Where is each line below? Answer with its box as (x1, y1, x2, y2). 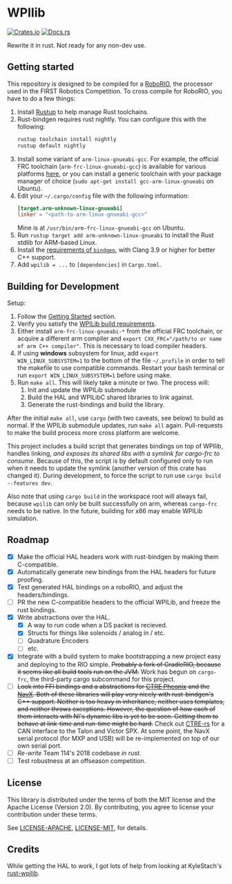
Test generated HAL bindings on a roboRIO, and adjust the (17, 583, 183, 591)
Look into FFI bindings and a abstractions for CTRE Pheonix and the (17, 682, 210, 690)
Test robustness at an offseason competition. (17, 756, 146, 765)
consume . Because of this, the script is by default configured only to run (7, 457, 213, 465)
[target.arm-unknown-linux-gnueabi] (17, 205, 123, 212)
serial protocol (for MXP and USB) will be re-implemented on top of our (17, 734, 220, 742)
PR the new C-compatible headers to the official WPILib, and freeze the (17, 598, 221, 607)
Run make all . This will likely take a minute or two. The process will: (17, 378, 210, 387)
